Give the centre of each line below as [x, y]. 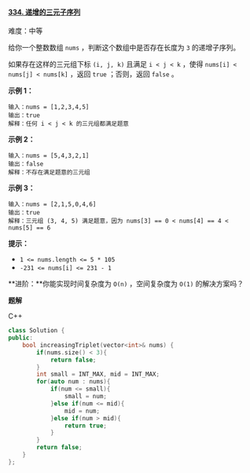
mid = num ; [82, 411]
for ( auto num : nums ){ [74, 382]
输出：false [26, 164]
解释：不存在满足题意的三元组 [49, 173]
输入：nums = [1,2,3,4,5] [49, 107]
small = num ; [86, 397]
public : [21, 338]
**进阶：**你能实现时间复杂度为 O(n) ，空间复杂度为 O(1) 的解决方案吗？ [126, 284]
